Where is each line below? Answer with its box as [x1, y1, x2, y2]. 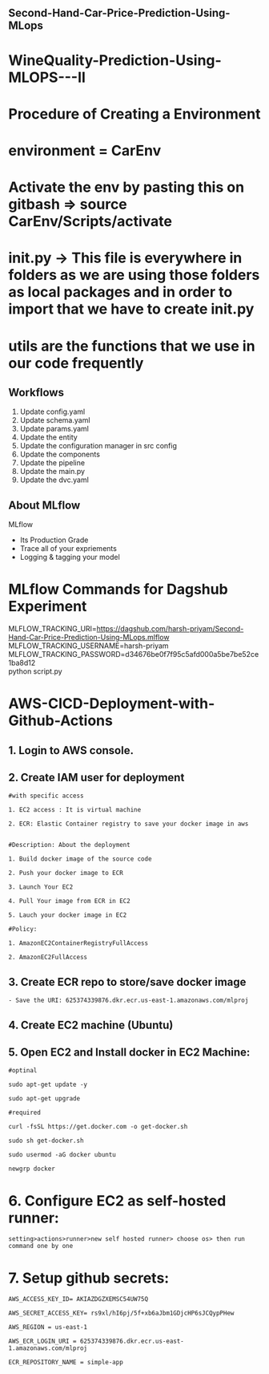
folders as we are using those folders [8, 266, 260, 284]
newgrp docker [8, 1165, 56, 1173]
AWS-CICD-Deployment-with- [8, 695, 215, 713]
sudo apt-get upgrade [8, 1095, 81, 1103]
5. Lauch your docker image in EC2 [8, 911, 127, 919]
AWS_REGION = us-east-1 [8, 1323, 88, 1331]
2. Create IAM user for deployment [8, 771, 185, 784]
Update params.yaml [19, 424, 90, 434]
